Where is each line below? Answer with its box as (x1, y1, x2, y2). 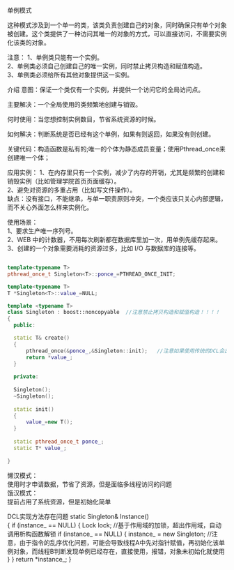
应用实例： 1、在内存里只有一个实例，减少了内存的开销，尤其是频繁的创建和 (7, 168, 225, 177)
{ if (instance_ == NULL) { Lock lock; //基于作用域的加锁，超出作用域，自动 (7, 520, 221, 529)
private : (13, 373, 39, 380)
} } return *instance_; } (7, 555, 72, 563)
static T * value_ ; (13, 444, 68, 451)
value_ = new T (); (25, 419, 73, 426)
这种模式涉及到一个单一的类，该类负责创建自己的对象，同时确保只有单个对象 (7, 21, 227, 29)
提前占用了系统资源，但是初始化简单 (7, 497, 111, 506)
